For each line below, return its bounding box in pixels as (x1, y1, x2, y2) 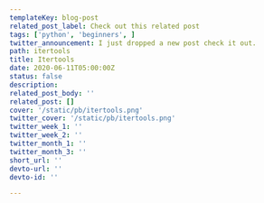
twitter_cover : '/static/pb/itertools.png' (9, 114, 176, 123)
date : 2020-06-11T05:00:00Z (9, 64, 116, 73)
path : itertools (9, 47, 71, 56)
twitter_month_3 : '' (9, 147, 88, 156)
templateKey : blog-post (9, 13, 99, 23)
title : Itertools (9, 55, 75, 64)
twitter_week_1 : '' (9, 123, 83, 132)
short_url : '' (9, 155, 63, 165)
